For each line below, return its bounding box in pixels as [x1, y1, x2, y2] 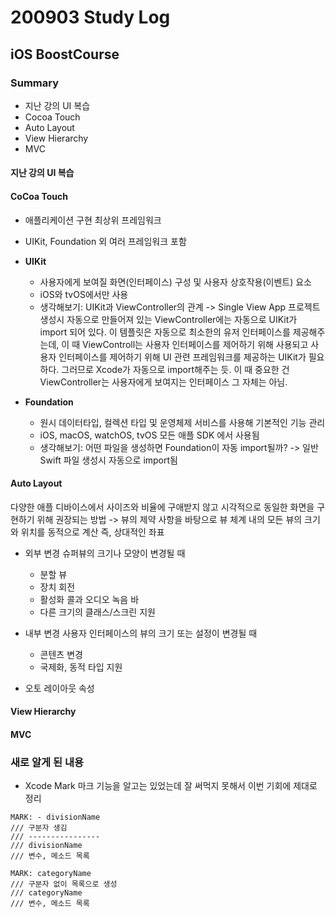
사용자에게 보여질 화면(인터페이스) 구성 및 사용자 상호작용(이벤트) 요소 [39, 276, 312, 288]
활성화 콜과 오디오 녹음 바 [39, 593, 140, 605]
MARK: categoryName [10, 869, 92, 879]
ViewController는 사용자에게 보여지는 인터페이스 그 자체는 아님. [39, 376, 288, 388]
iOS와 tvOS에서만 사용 [39, 288, 129, 300]
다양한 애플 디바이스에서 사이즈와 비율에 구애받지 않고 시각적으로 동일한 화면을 [10, 501, 315, 513]
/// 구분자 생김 [10, 823, 68, 833]
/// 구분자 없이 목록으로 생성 [10, 879, 118, 890]
